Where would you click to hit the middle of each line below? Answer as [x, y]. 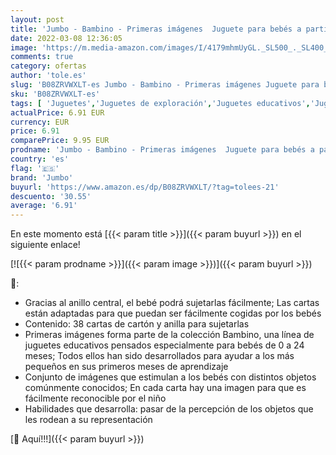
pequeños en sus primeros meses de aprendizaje [126, 367]
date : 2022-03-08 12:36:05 [66, 38]
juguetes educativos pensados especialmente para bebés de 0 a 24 [164, 345]
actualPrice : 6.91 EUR [57, 112]
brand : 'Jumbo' [42, 177]
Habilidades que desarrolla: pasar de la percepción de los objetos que [169, 409]
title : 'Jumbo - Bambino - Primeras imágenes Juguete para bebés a [156, 29]
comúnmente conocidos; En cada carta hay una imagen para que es [165, 388]
